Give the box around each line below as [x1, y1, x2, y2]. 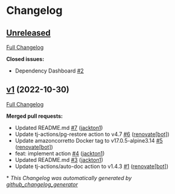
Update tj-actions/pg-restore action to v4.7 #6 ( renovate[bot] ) [14, 131, 170, 138]
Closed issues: [6, 56, 45, 62]
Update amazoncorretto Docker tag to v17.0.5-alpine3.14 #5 [14, 137, 163, 144]
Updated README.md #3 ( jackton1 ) [14, 156, 104, 163]
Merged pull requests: [6, 112, 63, 120]
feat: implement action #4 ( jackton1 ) [14, 149, 105, 157]
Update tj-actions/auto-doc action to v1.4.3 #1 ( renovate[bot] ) [14, 163, 169, 170]
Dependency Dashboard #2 [14, 67, 84, 74]
